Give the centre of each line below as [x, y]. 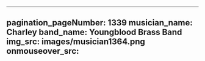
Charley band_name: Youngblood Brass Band [94, 32]
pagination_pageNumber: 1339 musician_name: [100, 23]
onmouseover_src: [43, 51]
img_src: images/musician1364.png [76, 42]
